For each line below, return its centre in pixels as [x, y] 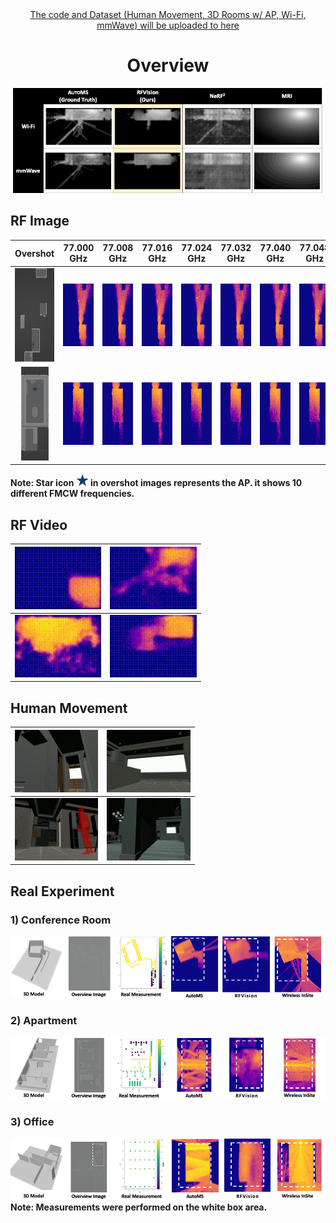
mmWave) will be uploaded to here [168, 25]
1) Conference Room [61, 920]
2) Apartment [44, 1021]
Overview [168, 65]
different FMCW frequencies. [72, 494]
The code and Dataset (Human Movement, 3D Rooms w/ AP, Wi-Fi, [168, 14]
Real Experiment [62, 891]
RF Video [39, 524]
